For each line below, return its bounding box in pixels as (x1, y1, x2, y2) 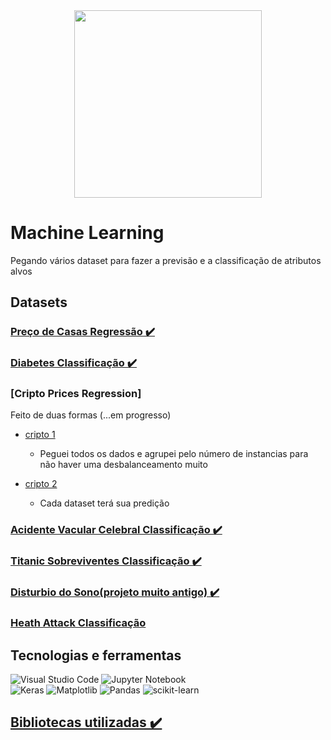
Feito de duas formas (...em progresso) (10, 409, 172, 421)
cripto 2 (24, 478, 58, 490)
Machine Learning (10, 222, 165, 244)
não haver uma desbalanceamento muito (39, 459, 208, 471)
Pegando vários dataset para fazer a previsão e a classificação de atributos (10, 254, 322, 266)
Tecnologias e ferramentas (10, 647, 182, 664)
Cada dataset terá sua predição (39, 497, 170, 509)
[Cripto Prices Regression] (10, 387, 142, 401)
